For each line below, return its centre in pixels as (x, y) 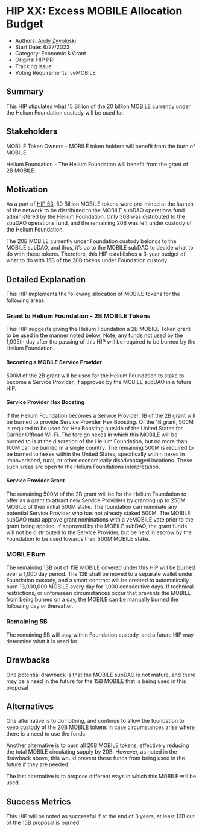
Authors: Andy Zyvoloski (46, 40)
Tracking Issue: (34, 66)
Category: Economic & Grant (50, 53)
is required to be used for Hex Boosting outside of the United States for (95, 428)
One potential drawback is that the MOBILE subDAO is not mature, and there (101, 675)
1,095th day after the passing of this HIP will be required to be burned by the (101, 342)
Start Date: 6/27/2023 (42, 47)
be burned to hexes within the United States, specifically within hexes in (96, 454)
